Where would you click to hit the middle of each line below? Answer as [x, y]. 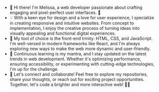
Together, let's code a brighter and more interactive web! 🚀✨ [70, 85]
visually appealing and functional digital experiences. [63, 33]
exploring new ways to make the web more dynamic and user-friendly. [80, 49]
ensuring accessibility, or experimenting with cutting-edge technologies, [82, 64]
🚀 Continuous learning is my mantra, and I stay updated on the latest [78, 54]
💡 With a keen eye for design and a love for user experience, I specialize [82, 18]
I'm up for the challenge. [34, 69]
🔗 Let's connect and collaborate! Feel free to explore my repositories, [79, 74]
